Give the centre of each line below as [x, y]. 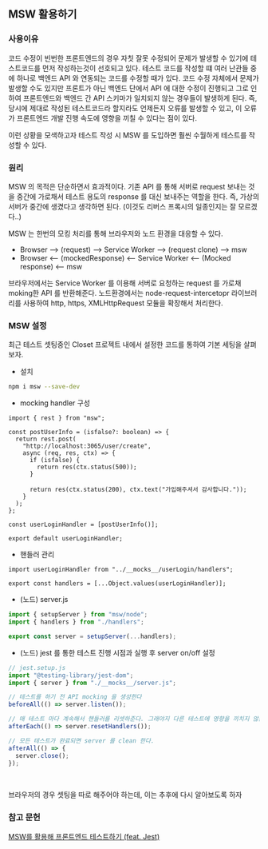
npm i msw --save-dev [44, 387]
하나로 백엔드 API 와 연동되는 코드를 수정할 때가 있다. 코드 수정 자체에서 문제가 [138, 78]
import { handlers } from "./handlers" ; [77, 622]
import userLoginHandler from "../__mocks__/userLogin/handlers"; [121, 570]
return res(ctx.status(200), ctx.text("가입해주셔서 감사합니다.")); [138, 490]
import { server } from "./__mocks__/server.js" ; [93, 683]
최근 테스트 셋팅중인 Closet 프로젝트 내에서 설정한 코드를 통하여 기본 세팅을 [125, 345]
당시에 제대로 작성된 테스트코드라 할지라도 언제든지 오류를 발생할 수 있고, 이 [125, 108]
